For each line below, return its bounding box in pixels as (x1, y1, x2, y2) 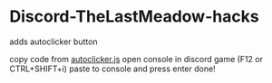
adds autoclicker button (9, 36, 98, 47)
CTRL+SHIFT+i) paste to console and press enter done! (9, 63, 216, 74)
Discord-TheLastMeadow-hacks (9, 6, 260, 27)
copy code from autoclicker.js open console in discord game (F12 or (9, 53, 264, 64)
